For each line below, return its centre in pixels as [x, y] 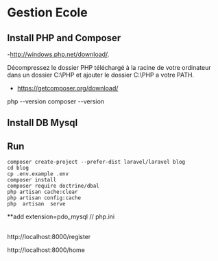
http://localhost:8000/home [46, 250]
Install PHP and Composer [64, 38]
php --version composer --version [56, 101]
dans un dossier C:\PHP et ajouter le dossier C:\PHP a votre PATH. [100, 75]
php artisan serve [37, 204]
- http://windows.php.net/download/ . [58, 54]
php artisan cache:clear [43, 192]
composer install [32, 180]
